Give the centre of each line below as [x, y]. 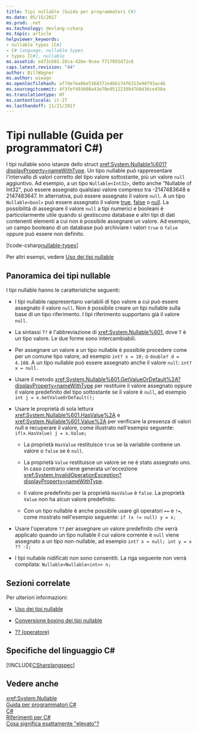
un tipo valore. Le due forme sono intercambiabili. [75, 339]
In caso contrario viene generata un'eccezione [80, 469]
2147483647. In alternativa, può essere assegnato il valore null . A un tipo [96, 196]
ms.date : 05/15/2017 [32, 17]
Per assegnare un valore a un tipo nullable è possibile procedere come [101, 350]
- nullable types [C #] [34, 45]
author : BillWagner [30, 73]
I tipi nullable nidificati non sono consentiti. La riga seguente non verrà [100, 558]
